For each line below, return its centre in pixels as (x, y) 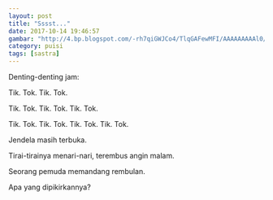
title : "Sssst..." (39, 24)
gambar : (22, 39)
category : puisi (36, 46)
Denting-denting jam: (44, 77)
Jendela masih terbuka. (48, 140)
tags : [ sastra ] (34, 54)
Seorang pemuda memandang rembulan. (77, 171)
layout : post (30, 16)
